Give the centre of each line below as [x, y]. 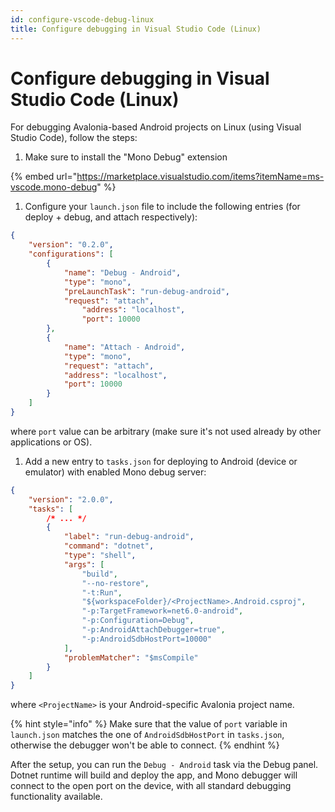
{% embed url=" [44, 177]
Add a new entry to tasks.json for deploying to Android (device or [161, 461]
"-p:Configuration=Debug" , [138, 621]
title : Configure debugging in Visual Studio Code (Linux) [136, 29]
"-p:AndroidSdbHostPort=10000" [147, 639]
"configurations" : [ [71, 254]
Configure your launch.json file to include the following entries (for [162, 207]
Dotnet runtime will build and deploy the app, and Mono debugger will [154, 775]
